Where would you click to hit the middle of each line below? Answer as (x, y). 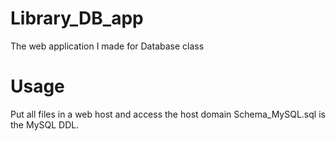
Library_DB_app (77, 18)
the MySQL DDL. (45, 124)
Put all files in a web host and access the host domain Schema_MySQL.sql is (168, 114)
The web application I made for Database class (107, 46)
